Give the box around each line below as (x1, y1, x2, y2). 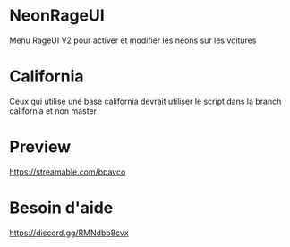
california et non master (9, 105, 97, 116)
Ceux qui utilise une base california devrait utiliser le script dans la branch (9, 96, 282, 106)
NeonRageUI (9, 5, 105, 26)
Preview (9, 137, 72, 158)
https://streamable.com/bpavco (9, 166, 126, 177)
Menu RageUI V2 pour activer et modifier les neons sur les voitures (9, 35, 257, 46)
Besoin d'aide (9, 198, 114, 217)
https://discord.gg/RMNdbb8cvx (9, 227, 129, 238)
